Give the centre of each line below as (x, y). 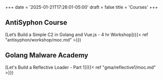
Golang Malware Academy (47, 56)
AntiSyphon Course (36, 22)
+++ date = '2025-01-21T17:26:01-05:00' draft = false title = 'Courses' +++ (82, 7)
